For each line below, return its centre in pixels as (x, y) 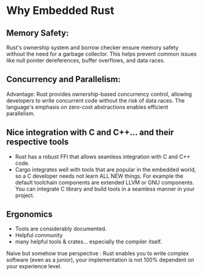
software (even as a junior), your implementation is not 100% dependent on (100, 260)
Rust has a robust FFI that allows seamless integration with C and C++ (103, 157)
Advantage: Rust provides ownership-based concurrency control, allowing (99, 94)
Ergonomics (29, 214)
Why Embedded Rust (60, 11)
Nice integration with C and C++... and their (90, 133)
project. (25, 195)
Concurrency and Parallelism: (64, 79)
